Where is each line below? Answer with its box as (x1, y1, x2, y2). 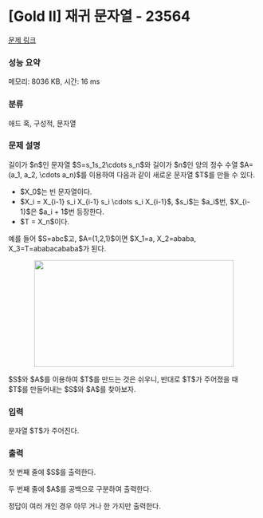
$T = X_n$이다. (19, 216, 70, 226)
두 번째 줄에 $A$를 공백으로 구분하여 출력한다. (8, 484, 152, 494)
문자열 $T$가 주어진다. (8, 426, 80, 436)
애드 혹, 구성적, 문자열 (8, 118, 77, 128)
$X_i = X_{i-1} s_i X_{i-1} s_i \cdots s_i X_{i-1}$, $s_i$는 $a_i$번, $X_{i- (19, 196, 251, 206)
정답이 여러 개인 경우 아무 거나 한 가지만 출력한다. (8, 501, 162, 511)
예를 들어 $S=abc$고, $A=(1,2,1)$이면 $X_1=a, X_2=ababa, (8, 233, 197, 243)
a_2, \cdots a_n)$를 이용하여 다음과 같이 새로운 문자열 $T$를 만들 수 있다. (23, 169, 255, 180)
